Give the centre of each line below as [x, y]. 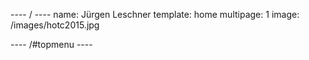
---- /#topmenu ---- [51, 44]
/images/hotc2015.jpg [55, 25]
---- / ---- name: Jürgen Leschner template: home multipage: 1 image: [155, 14]
